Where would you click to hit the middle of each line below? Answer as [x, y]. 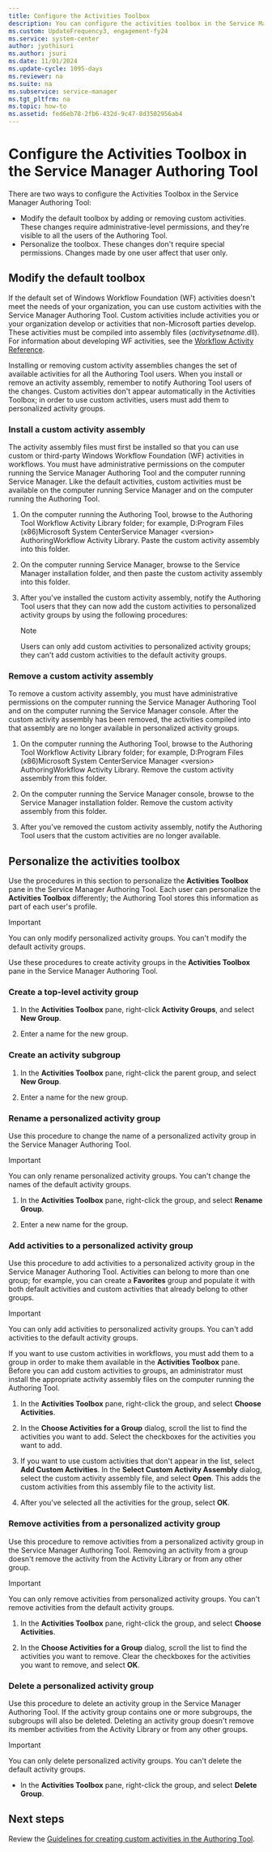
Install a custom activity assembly [77, 429]
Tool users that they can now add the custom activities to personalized [138, 606]
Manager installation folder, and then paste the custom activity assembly [141, 574]
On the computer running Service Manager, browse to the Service [130, 565]
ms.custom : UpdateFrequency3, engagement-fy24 [88, 31]
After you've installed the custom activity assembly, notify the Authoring [140, 598]
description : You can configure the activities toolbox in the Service [132, 24]
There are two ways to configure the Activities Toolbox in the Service [123, 194]
